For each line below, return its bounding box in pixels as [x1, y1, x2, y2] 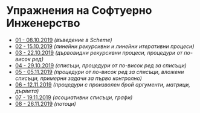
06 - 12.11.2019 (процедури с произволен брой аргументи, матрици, [15, 81, 190, 88]
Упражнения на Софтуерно [6, 4, 152, 17]
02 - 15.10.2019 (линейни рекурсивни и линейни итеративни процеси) [15, 43, 195, 50]
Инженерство [6, 16, 80, 30]
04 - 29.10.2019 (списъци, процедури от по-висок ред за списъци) [15, 61, 187, 69]
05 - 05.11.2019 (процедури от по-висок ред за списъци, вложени [15, 68, 184, 75]
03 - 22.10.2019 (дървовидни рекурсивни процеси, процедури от [15, 49, 183, 56]
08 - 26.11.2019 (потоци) [15, 100, 77, 107]
